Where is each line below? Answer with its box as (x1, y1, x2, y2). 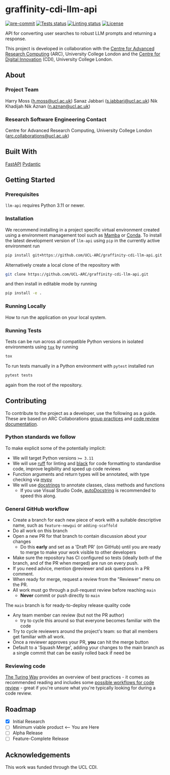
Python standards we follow (5, 433, 76, 440)
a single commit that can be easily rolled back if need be (12, 650, 131, 656)
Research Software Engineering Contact (5, 116, 107, 123)
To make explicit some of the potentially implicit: (5, 445, 106, 451)
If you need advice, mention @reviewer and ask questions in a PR (12, 565, 150, 572)
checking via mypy (12, 476, 52, 482)
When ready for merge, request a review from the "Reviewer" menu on (12, 576, 161, 583)
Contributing (5, 397, 47, 405)
